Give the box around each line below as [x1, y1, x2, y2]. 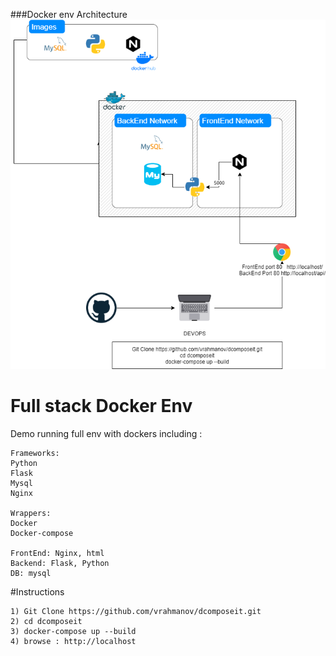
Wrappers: [10, 509, 52, 519]
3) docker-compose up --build [10, 627, 137, 637]
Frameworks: [10, 449, 60, 459]
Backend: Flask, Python [10, 559, 110, 569]
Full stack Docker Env [10, 395, 193, 418]
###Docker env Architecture [10, 9, 128, 20]
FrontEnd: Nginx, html [10, 549, 105, 559]
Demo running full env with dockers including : [10, 428, 203, 440]
